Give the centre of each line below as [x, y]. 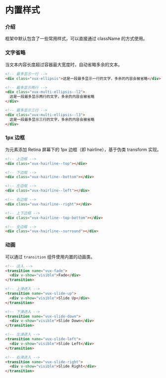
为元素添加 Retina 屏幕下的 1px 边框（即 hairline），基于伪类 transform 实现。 [83, 149]
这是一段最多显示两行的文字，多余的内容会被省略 [52, 97]
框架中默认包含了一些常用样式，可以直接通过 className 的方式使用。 [76, 39]
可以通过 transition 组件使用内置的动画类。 [50, 256]
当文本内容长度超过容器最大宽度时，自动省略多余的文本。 [64, 64]
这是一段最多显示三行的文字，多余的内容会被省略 [52, 120]
